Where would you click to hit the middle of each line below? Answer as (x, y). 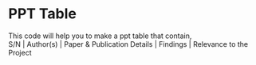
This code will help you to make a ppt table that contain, (100, 36)
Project (20, 52)
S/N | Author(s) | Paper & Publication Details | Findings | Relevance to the (128, 44)
